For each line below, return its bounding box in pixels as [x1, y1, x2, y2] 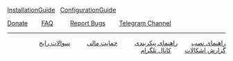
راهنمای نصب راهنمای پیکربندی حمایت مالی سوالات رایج [39, 39, 226, 47]
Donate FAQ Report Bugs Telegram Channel [7, 19, 171, 27]
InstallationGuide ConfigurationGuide [7, 6, 116, 14]
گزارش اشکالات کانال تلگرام [140, 46, 226, 54]
